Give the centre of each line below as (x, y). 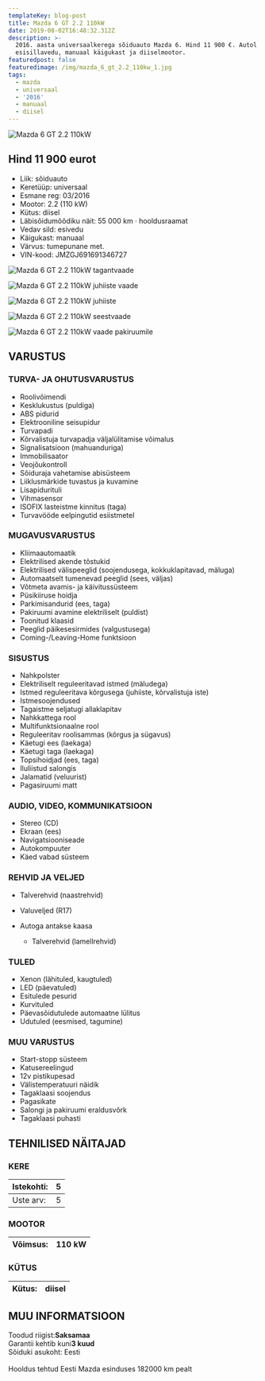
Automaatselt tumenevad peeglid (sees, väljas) (96, 578)
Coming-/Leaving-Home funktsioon (78, 637)
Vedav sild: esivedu (52, 229)
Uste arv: (29, 1200)
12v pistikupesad (47, 1076)
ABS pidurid (39, 414)
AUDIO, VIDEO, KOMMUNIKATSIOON (80, 806)
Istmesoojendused (50, 701)
